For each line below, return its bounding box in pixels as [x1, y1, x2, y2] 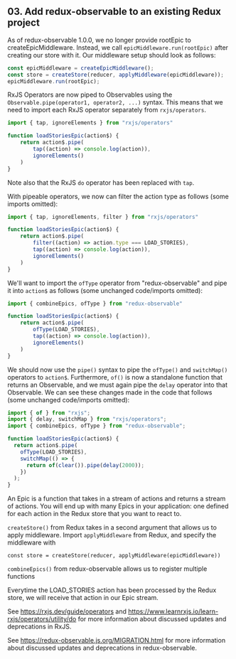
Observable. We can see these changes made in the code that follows [7, 387, 213, 397]
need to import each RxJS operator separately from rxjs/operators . [7, 106, 206, 114]
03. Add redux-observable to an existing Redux [7, 6, 222, 18]
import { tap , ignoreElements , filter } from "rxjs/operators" [7, 213, 199, 220]
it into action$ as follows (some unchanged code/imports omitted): [7, 286, 203, 294]
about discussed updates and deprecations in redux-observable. [7, 643, 198, 653]
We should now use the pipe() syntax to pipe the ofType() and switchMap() [7, 365, 228, 374]
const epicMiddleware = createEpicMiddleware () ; [7, 64, 154, 72]
